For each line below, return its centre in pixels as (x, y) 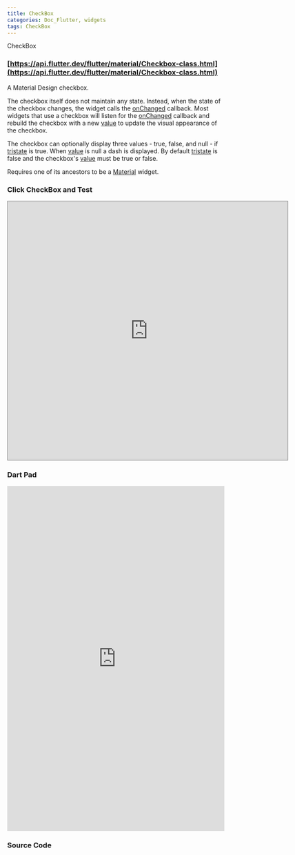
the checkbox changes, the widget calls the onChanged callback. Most (108, 108)
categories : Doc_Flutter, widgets (57, 20)
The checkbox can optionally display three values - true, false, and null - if (113, 144)
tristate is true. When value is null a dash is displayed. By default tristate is (113, 151)
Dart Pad (22, 475)
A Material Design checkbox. (48, 88)
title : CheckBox (30, 13)
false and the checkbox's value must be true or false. (83, 158)
